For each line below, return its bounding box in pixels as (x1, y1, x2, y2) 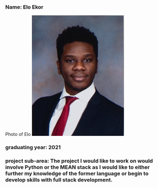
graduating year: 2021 (5, 144, 61, 151)
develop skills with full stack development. (5, 176, 113, 183)
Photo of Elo (5, 131, 31, 137)
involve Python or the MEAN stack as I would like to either (5, 164, 150, 171)
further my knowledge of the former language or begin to (5, 170, 149, 177)
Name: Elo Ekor (5, 4, 44, 11)
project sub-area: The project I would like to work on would (5, 158, 153, 165)
